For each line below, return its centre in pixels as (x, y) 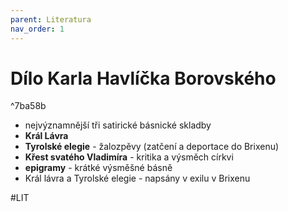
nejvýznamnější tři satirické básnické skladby (118, 125)
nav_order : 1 (37, 29)
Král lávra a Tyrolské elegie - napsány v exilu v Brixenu (137, 178)
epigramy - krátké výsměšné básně (98, 168)
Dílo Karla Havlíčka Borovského (143, 78)
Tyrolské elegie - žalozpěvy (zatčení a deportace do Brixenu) (152, 147)
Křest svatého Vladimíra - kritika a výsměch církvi (129, 157)
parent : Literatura (51, 19)
